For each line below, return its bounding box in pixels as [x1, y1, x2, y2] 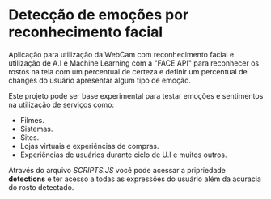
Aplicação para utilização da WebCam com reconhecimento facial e [8, 49, 235, 59]
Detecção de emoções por [8, 6, 189, 24]
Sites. [19, 132, 40, 142]
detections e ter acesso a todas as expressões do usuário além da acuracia [8, 174, 261, 184]
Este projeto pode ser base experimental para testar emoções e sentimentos [8, 91, 264, 100]
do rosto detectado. [8, 182, 74, 192]
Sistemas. [19, 124, 53, 133]
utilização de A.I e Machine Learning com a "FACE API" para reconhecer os [8, 58, 260, 68]
